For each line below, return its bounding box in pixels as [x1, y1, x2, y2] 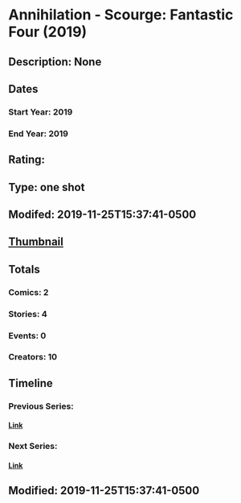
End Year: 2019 [8, 127, 68, 139]
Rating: [8, 153, 46, 167]
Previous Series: [8, 401, 74, 412]
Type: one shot [8, 180, 85, 194]
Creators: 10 [8, 351, 58, 363]
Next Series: [8, 441, 58, 452]
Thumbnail [8, 235, 64, 249]
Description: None [8, 55, 102, 69]
